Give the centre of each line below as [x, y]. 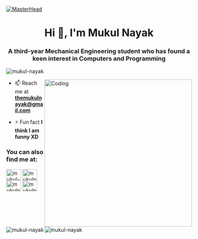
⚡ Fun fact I [29, 122]
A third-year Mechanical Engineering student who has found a [99, 51]
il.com [22, 110]
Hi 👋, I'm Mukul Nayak [99, 33]
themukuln [28, 98]
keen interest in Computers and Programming [99, 59]
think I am [27, 131]
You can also [25, 152]
